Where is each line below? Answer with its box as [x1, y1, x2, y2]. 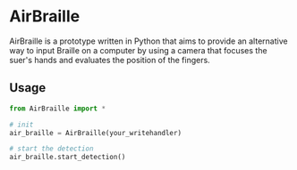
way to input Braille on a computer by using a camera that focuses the [9, 45, 267, 55]
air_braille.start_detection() [9, 153, 126, 162]
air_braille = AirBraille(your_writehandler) [9, 128, 182, 137]
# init [9, 120, 34, 129]
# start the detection [9, 144, 94, 153]
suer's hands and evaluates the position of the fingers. [9, 54, 210, 65]
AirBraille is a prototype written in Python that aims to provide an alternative [9, 36, 288, 46]
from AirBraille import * [9, 104, 106, 113]
